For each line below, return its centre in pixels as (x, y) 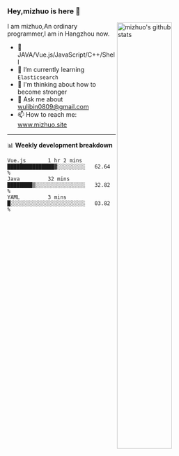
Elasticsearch (38, 78)
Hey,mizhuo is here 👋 (44, 11)
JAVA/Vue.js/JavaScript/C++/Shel (66, 55)
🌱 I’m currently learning (51, 70)
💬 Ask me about (40, 99)
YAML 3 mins (37, 198)
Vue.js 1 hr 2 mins (45, 161)
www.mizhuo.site (42, 124)
